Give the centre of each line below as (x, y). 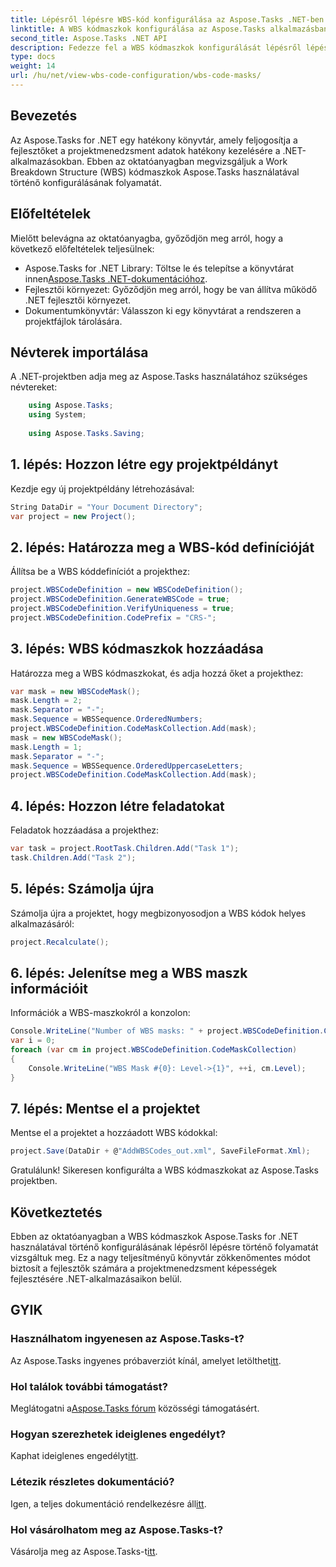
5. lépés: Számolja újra (82, 889)
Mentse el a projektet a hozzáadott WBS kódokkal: (114, 1133)
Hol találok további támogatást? (89, 1386)
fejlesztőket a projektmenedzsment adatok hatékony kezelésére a (145, 150)
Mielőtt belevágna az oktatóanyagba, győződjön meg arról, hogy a (147, 238)
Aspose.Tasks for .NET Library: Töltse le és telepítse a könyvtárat (159, 268)
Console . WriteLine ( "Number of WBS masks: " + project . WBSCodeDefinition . (167, 1031)
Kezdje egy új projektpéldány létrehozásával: (102, 488)
